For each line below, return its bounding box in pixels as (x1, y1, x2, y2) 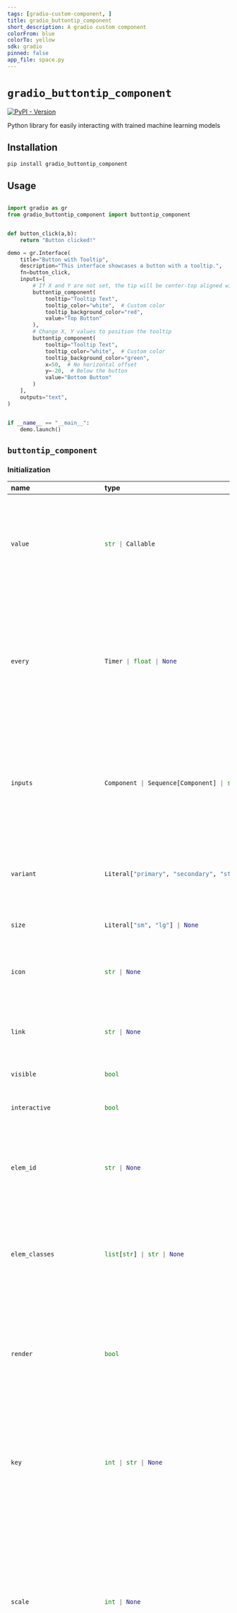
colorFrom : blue (7, 30, 55, 37)
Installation (7, 142, 58, 154)
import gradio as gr (7, 205, 68, 212)
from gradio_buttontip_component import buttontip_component (7, 211, 191, 219)
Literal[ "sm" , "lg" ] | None (104, 921, 199, 929)
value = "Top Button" (44, 315, 102, 322)
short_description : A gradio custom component (7, 23, 147, 30)
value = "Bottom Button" (44, 374, 112, 381)
